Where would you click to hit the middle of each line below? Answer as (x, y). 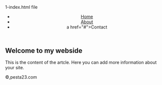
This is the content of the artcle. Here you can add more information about (81, 62)
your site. (15, 68)
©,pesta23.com (21, 77)
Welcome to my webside (44, 51)
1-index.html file (22, 7)
